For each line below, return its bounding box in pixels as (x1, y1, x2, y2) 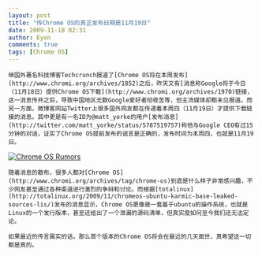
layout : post (8, 11, 51, 20)
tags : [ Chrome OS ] (8, 48, 69, 56)
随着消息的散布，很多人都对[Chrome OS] (8, 169, 124, 176)
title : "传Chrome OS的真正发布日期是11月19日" (8, 19, 152, 27)
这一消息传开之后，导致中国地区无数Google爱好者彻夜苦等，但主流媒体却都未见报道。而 (8, 96, 253, 104)
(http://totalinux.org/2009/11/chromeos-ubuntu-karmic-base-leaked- (8, 192, 238, 200)
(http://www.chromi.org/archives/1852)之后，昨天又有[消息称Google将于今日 (8, 80, 246, 87)
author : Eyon (8, 33, 51, 42)
